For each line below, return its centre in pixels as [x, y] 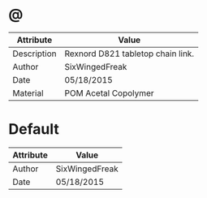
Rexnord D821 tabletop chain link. [129, 54]
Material [28, 93]
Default [34, 129]
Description [34, 54]
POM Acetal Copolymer [109, 93]
